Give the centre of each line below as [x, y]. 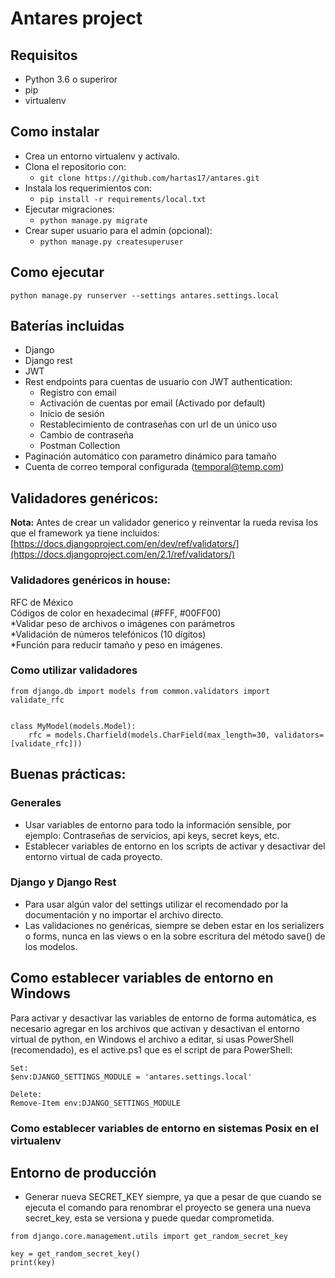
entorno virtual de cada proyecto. [93, 856]
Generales [36, 803]
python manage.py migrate [93, 220]
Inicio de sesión [72, 414]
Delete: [26, 1094]
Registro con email [78, 393]
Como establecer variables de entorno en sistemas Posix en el [164, 1128]
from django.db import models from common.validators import [140, 691]
